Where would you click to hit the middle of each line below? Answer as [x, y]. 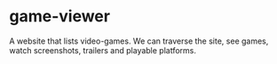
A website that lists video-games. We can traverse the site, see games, [139, 41]
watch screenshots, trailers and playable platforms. [103, 50]
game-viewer [60, 16]
